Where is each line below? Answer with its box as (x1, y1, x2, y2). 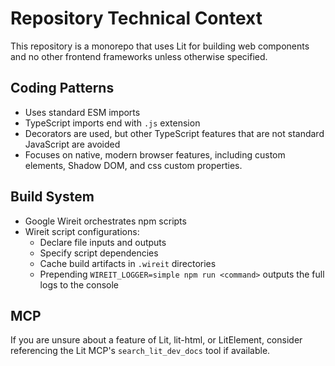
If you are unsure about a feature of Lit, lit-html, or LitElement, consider (10, 334, 303, 346)
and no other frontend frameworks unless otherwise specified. (10, 50, 268, 62)
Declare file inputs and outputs (39, 236, 167, 248)
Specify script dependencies (39, 247, 159, 259)
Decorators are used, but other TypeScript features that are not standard (24, 127, 325, 139)
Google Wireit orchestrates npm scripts (24, 215, 187, 227)
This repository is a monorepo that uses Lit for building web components (10, 40, 310, 52)
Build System (10, 188, 95, 206)
